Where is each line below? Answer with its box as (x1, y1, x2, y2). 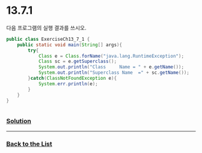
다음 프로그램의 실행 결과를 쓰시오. (6, 24, 87, 31)
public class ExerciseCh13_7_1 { (6, 36, 90, 42)
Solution (6, 117, 32, 125)
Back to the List (6, 139, 52, 148)
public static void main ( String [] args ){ (17, 41, 122, 48)
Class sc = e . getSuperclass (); (38, 58, 117, 65)
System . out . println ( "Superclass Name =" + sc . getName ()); (38, 70, 189, 76)
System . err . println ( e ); (38, 80, 98, 87)
